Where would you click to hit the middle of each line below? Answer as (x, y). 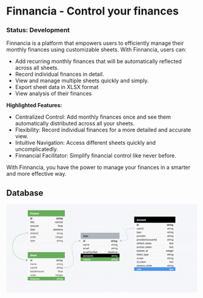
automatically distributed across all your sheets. (75, 124)
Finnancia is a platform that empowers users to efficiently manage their (95, 43)
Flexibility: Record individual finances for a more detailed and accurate (103, 130)
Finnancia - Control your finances (92, 11)
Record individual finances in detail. (59, 74)
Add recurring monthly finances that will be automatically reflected (98, 61)
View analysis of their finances (53, 94)
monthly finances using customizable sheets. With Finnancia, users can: (96, 50)
